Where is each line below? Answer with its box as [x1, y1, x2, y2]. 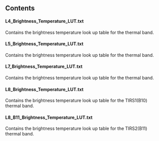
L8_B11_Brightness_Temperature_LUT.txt [5, 114, 93, 120]
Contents [5, 4, 35, 13]
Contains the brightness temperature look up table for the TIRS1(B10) [5, 98, 147, 104]
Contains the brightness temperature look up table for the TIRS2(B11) [5, 125, 147, 131]
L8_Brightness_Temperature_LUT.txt [5, 86, 84, 92]
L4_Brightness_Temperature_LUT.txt [5, 18, 84, 24]
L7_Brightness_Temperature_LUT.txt [5, 63, 83, 69]
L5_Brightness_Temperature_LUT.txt [5, 41, 84, 47]
